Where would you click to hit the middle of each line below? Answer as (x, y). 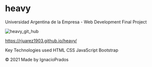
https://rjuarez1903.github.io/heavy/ (41, 41)
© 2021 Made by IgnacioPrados (37, 59)
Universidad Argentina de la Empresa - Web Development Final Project (76, 22)
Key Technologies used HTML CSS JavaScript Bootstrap (62, 50)
